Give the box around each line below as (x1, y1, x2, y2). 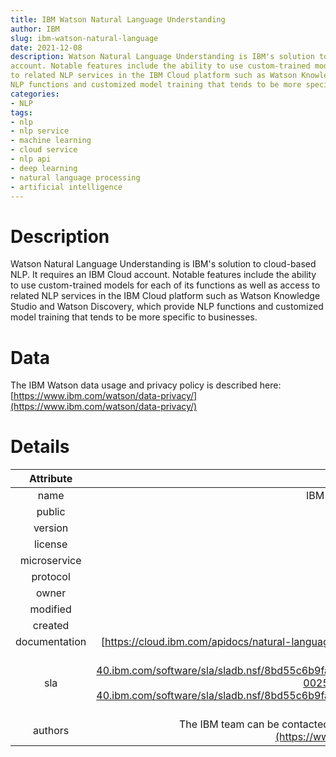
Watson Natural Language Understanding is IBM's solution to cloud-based (10, 258, 317, 270)
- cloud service (10, 145, 78, 155)
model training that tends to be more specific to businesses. (10, 311, 258, 323)
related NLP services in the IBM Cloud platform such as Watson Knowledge (10, 290, 321, 302)
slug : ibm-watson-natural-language (10, 33, 159, 43)
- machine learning (10, 136, 92, 146)
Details (10, 436, 70, 458)
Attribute (28, 472, 73, 486)
